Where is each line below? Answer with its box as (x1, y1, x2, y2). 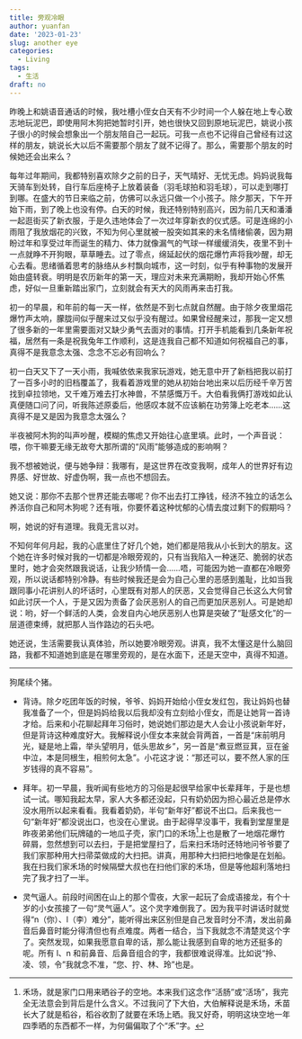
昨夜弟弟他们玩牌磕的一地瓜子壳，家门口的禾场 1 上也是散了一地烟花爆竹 (22, 826, 286, 838)
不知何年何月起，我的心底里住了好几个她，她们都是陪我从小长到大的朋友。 (9, 540, 285, 551)
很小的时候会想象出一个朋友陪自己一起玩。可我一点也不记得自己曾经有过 (16, 128, 285, 139)
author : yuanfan (9, 22, 70, 31)
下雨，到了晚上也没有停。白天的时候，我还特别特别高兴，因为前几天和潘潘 (16, 203, 293, 214)
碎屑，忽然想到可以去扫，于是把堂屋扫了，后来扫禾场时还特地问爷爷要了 (22, 838, 290, 850)
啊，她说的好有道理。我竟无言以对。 (9, 521, 144, 532)
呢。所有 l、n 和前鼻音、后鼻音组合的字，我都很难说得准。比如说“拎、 (22, 948, 281, 959)
